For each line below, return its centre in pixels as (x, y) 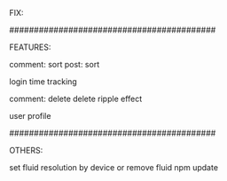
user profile (30, 116)
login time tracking (43, 82)
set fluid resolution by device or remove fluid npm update (114, 167)
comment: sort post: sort (55, 64)
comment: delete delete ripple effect (76, 98)
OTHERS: (26, 150)
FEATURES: (30, 47)
